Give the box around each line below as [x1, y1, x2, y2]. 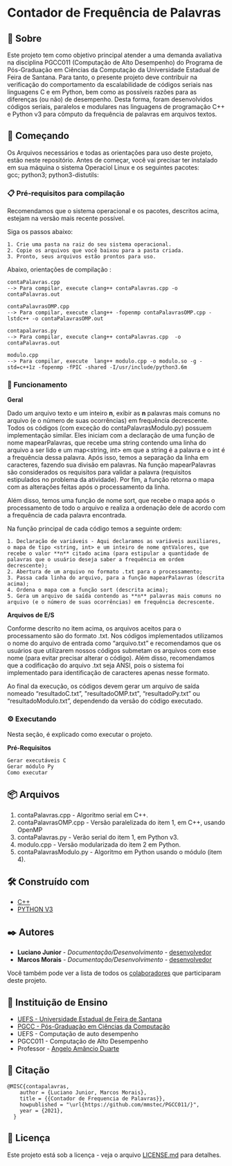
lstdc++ [7, 315, 30, 322]
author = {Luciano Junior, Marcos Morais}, [19, 1089, 148, 1096]
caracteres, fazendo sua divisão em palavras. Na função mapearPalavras [7, 460, 216, 469]
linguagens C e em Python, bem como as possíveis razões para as [7, 88, 197, 96]
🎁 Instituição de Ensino [7, 997, 108, 1008]
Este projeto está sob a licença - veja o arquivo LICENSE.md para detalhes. [7, 1151, 222, 1159]
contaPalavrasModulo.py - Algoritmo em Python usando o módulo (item [17, 847, 222, 856]
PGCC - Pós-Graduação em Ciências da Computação [17, 1022, 170, 1031]
